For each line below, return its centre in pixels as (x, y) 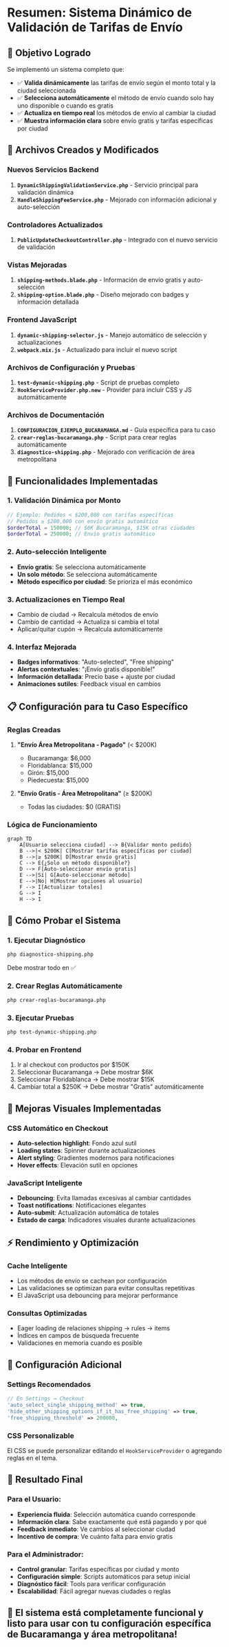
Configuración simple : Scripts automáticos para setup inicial (103, 1576)
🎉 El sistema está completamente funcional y (106, 1613)
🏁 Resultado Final (45, 1480)
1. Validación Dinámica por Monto (64, 500)
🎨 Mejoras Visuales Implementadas (84, 1108)
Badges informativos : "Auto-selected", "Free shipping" (95, 662)
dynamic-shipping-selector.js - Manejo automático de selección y (112, 335)
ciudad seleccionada (46, 90)
